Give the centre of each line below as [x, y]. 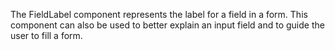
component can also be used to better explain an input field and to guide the [167, 25]
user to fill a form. [46, 35]
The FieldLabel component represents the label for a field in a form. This [159, 14]
